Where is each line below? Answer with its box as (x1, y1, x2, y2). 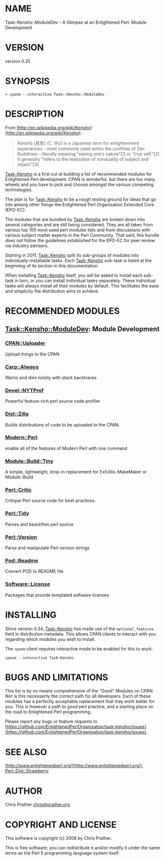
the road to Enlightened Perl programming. (5, 709, 92, 715)
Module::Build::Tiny (5, 458, 54, 465)
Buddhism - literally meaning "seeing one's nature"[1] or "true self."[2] (17, 151, 160, 157)
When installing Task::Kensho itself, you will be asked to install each (5, 272, 143, 278)
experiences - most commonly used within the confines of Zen (17, 145, 145, 151)
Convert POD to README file (5, 568, 64, 574)
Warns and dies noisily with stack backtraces (5, 374, 97, 381)
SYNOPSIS (5, 76, 50, 87)
